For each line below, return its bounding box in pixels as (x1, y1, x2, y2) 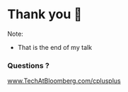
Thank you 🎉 (7, 6, 83, 22)
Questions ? (7, 60, 50, 70)
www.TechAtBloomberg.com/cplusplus (7, 77, 122, 85)
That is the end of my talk (17, 43, 93, 51)
